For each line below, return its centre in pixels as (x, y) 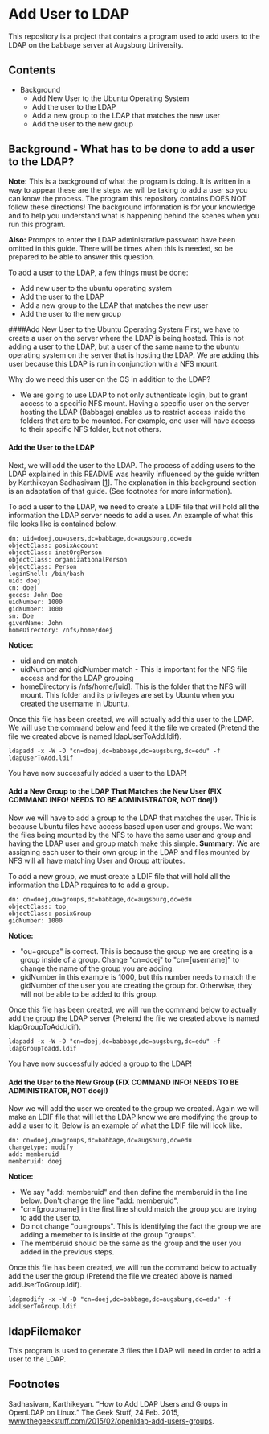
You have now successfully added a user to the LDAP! (98, 773)
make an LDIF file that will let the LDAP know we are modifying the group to (133, 1117)
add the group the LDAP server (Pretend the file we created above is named (134, 1018)
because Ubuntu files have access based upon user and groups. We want (130, 826)
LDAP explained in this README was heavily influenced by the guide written (134, 474)
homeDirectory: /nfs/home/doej (61, 630)
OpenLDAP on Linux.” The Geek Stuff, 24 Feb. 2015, (94, 1412)
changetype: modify (41, 1148)
